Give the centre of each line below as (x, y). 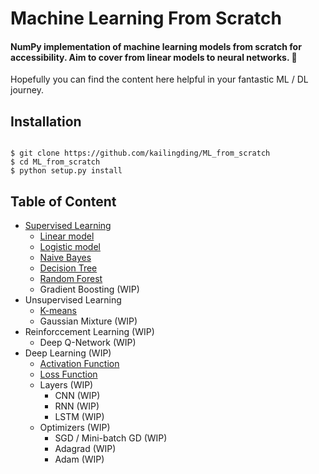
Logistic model (70, 247)
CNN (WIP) (77, 396)
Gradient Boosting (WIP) (89, 289)
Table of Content (63, 201)
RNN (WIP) (77, 406)
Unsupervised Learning (73, 300)
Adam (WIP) (79, 459)
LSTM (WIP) (79, 417)
